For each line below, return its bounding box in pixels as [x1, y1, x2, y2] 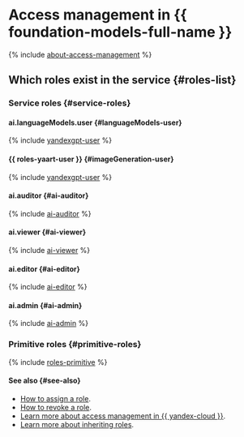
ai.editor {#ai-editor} [8, 263, 81, 273]
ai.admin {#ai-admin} [8, 300, 83, 310]
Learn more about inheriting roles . [19, 419, 135, 429]
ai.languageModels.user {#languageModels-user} [8, 118, 182, 127]
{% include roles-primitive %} [8, 357, 108, 366]
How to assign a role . [19, 393, 92, 403]
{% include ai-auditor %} [8, 208, 92, 218]
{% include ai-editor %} [8, 282, 88, 292]
